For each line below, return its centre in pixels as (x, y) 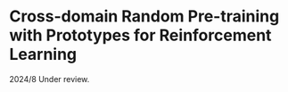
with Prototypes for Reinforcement (140, 35)
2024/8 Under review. (49, 79)
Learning (43, 54)
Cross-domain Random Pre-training (144, 17)
